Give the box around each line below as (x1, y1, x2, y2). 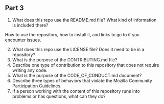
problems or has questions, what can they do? (12, 93, 106, 99)
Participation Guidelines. (12, 83, 62, 89)
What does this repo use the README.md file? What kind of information (12, 17, 157, 23)
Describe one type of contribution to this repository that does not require (12, 62, 160, 68)
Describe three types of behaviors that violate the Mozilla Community (12, 78, 153, 83)
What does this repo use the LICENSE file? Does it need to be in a (12, 46, 144, 52)
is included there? (12, 22, 48, 28)
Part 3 (5, 4, 24, 12)
